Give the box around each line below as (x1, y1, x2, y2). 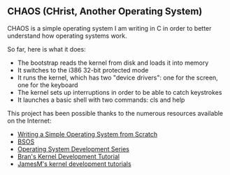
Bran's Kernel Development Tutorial (17, 152, 120, 160)
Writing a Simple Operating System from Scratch (17, 130, 158, 138)
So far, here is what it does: (7, 45, 86, 53)
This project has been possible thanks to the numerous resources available (7, 109, 224, 117)
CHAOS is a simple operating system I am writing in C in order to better (7, 24, 212, 32)
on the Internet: (7, 116, 52, 125)
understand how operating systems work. (7, 31, 127, 40)
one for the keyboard (17, 80, 78, 89)
